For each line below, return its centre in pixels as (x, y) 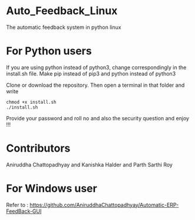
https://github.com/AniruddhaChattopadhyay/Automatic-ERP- (104, 205)
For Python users (49, 51)
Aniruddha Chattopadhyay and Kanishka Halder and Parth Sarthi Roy (89, 165)
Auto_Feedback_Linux (62, 11)
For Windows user (52, 188)
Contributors (38, 148)
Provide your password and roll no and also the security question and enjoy (98, 118)
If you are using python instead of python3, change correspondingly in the (96, 67)
